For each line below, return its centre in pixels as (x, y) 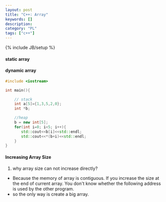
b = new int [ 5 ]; (31, 123)
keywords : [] (19, 19)
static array (18, 59)
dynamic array (21, 70)
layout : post (19, 10)
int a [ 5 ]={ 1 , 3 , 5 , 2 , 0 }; (38, 104)
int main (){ (18, 90)
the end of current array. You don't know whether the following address (87, 183)
